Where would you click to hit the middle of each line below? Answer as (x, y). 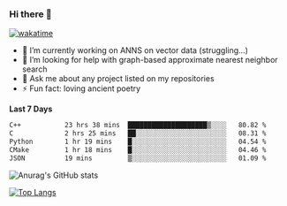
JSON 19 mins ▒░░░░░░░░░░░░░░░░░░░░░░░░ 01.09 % (138, 158)
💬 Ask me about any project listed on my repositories (118, 79)
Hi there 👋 (31, 14)
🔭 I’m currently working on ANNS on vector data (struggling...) (135, 50)
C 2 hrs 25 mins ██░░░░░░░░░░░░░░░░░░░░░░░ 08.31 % (138, 134)
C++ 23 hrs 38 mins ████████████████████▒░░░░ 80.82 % (138, 126)
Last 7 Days (31, 109)
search (34, 69)
